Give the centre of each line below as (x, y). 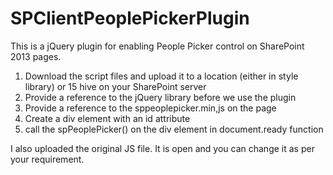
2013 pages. (36, 56)
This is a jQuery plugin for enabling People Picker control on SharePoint (157, 46)
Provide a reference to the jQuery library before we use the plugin (160, 97)
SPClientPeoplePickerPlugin (130, 18)
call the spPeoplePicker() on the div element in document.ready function (174, 129)
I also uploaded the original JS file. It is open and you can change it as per (162, 148)
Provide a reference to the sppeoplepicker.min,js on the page (150, 108)
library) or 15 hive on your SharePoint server (115, 86)
